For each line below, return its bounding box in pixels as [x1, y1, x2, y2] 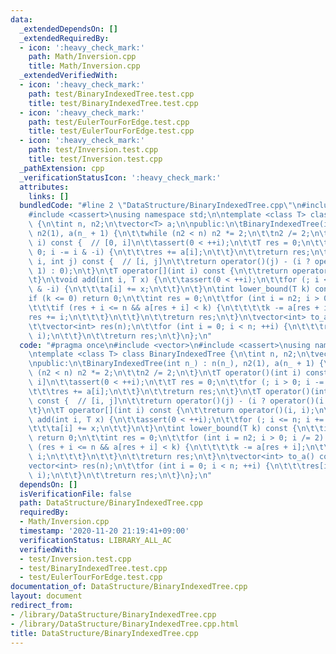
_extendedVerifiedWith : [19, 71, 118, 81]
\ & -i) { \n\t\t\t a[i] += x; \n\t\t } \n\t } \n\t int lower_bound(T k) [28, 284, 311, 295]
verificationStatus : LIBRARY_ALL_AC [19, 535, 172, 545]
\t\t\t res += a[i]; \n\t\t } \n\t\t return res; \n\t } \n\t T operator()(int [28, 386, 329, 396]
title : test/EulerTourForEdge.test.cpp [28, 126, 195, 136]
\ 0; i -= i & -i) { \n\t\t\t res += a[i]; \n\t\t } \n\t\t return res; [28, 247, 311, 257]
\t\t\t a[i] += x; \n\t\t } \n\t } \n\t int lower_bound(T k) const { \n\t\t [28, 424, 325, 434]
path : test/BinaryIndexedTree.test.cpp [28, 89, 195, 99]
